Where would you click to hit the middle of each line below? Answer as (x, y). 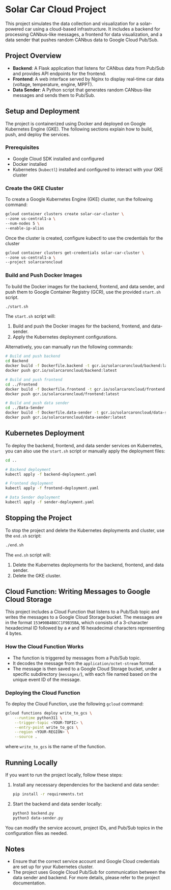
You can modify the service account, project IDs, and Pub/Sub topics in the (84, 828)
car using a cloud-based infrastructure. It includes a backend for (92, 29)
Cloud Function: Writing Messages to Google (78, 591)
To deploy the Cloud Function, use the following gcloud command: (75, 704)
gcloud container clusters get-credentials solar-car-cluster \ (75, 253)
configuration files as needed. (37, 833)
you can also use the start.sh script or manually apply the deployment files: (85, 451)
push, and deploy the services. (38, 134)
